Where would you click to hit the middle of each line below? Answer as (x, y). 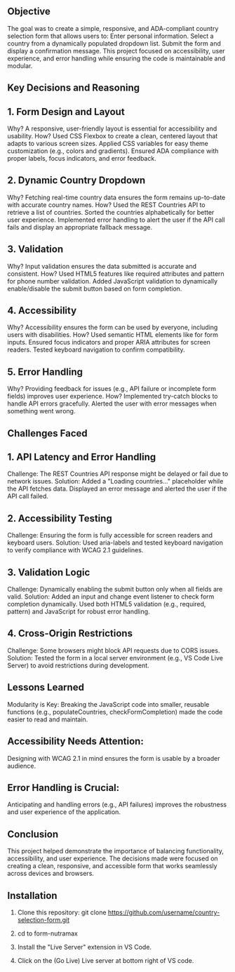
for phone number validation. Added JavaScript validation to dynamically (113, 281)
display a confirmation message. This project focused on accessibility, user (116, 51)
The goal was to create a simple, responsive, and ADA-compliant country (113, 28)
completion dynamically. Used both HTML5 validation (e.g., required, (107, 604)
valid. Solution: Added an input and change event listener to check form (111, 597)
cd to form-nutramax (48, 933)
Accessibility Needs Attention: (75, 741)
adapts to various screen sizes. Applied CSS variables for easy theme (108, 144)
